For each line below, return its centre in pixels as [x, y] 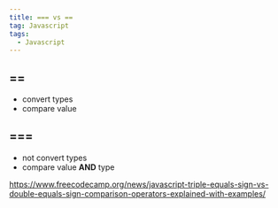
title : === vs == [41, 17]
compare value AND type [68, 167]
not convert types [54, 158]
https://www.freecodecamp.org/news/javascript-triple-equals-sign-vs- [139, 184]
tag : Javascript [39, 26]
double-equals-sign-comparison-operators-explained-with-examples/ [138, 193]
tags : [19, 34]
